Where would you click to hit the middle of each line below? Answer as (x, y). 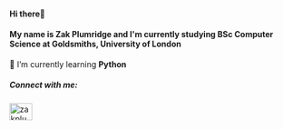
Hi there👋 (27, 14)
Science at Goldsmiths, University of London (95, 44)
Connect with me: (44, 85)
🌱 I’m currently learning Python (68, 64)
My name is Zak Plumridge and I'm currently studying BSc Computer (141, 35)
